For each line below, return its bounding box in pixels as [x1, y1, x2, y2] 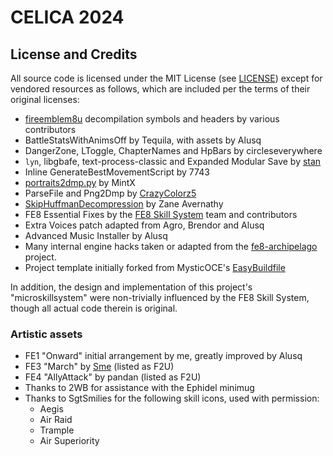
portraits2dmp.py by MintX [24, 177, 136, 188]
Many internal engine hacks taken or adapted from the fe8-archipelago [24, 241, 318, 252]
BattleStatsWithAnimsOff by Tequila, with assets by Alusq [24, 134, 262, 146]
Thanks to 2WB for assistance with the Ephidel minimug [24, 382, 255, 394]
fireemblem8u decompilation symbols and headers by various [24, 113, 280, 125]
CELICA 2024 [10, 6, 125, 29]
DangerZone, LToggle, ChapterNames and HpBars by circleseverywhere [24, 145, 323, 156]
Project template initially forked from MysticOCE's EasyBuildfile [24, 262, 286, 273]
